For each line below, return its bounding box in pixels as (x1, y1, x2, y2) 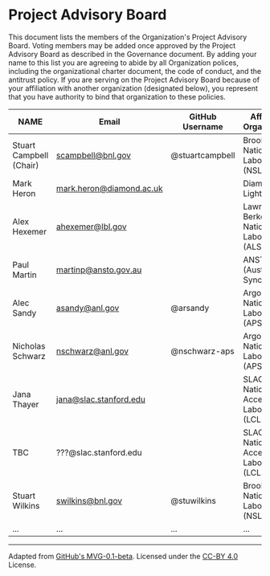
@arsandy (170, 302, 210, 313)
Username (182, 121, 223, 132)
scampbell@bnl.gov (55, 149, 131, 161)
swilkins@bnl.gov (55, 495, 123, 506)
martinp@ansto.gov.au (55, 263, 142, 275)
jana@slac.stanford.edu (55, 394, 146, 405)
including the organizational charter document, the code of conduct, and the (8, 66, 262, 76)
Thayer (12, 398, 39, 410)
